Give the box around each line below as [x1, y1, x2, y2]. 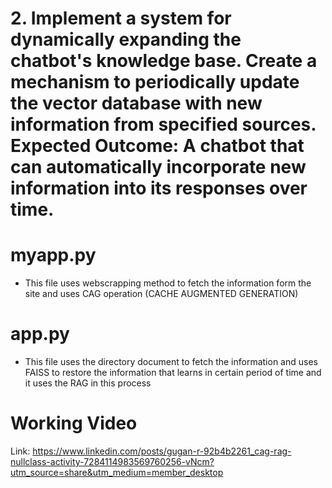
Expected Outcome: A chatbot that [10, 135, 305, 157]
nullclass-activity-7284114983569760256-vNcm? [10, 456, 215, 467]
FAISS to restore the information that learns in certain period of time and [24, 367, 322, 379]
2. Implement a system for [10, 7, 232, 30]
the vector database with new [10, 92, 263, 115]
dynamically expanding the [10, 28, 242, 51]
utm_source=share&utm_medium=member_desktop [10, 467, 224, 478]
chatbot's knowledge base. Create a [10, 50, 318, 72]
